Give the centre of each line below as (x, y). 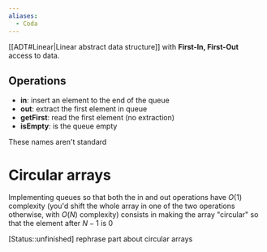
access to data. (34, 55)
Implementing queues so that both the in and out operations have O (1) (125, 198)
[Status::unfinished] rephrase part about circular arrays (101, 239)
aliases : (23, 16)
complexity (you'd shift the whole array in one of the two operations (122, 206)
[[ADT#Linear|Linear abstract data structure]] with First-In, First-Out (124, 46)
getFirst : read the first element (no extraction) (97, 118)
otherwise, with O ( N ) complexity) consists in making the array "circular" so (133, 215)
